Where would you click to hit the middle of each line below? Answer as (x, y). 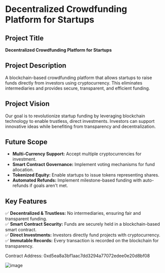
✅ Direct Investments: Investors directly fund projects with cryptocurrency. (83, 235)
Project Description (36, 66)
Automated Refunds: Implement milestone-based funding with (77, 181)
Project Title (24, 38)
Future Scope (26, 142)
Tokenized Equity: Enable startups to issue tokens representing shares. (86, 175)
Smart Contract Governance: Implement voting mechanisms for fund (83, 165)
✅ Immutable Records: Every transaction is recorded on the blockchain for (82, 241)
